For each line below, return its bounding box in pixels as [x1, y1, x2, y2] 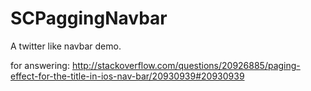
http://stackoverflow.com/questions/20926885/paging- [71, 59, 301, 71]
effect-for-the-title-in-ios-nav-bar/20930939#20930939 [10, 70, 245, 82]
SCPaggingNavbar [10, 7, 168, 30]
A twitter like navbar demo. [10, 40, 122, 52]
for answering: [10, 59, 70, 71]
